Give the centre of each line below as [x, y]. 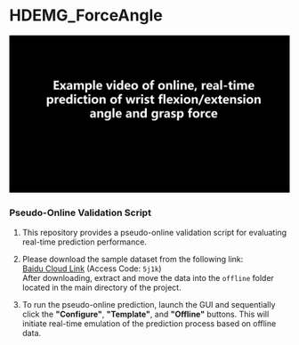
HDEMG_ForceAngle [86, 16]
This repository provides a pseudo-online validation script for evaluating [154, 232]
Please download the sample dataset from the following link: [133, 259]
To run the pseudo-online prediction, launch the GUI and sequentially [149, 304]
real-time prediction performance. [84, 242]
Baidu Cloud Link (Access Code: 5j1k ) [92, 269]
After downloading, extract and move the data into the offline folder [148, 277]
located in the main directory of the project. [101, 287]
